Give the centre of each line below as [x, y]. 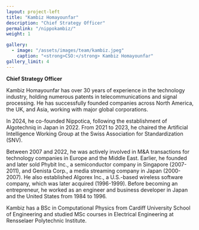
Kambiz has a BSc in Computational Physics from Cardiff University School [98, 208]
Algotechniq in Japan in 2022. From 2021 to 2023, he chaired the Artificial [97, 127]
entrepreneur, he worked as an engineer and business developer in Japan [97, 190]
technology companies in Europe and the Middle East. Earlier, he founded [97, 158]
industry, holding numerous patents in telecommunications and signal [92, 96]
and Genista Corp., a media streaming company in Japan [92, 171]
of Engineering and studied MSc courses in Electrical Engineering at [90, 214]
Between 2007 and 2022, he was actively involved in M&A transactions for [98, 152]
